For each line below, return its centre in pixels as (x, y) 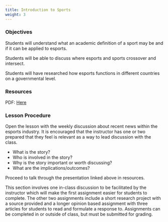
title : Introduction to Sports (38, 10)
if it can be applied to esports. (36, 48)
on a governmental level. (31, 78)
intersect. (15, 63)
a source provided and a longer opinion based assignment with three (76, 203)
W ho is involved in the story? (43, 157)
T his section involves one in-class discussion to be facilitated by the (76, 188)
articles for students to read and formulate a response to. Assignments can (83, 209)
